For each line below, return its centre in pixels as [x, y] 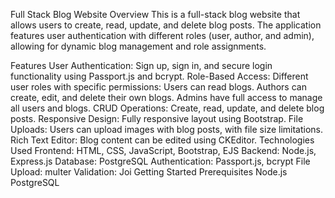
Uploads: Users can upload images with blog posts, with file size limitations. [167, 129]
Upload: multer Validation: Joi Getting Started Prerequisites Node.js [149, 172]
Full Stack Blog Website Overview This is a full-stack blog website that [155, 14]
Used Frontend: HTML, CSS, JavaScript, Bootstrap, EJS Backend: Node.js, [163, 150]
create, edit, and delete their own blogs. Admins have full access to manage [166, 97]
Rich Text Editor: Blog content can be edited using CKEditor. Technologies [162, 140]
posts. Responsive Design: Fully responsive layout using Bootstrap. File [157, 118]
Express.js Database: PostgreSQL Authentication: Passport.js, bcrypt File [160, 161]
